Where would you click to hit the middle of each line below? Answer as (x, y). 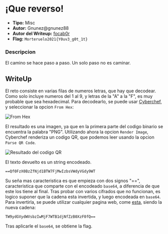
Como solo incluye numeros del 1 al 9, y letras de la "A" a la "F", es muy (79, 96)
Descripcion (21, 52)
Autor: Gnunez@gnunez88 (40, 28)
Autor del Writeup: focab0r (41, 33)
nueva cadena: (21, 208)
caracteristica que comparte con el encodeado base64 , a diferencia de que (82, 186)
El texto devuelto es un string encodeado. (48, 162)
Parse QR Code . (21, 143)
